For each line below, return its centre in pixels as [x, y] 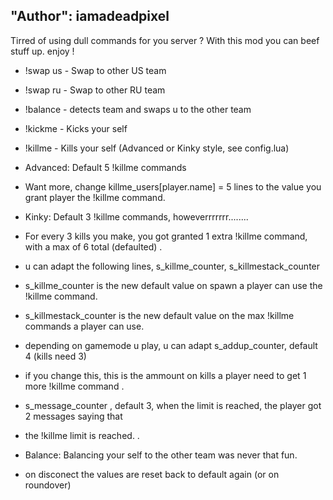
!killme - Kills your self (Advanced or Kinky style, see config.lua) [157, 148]
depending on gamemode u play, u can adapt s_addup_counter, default [171, 345]
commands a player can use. [84, 326]
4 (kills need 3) [55, 356]
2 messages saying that [73, 416]
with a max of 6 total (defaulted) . [93, 246]
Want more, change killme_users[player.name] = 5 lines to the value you [173, 186]
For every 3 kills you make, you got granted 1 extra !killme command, [166, 236]
